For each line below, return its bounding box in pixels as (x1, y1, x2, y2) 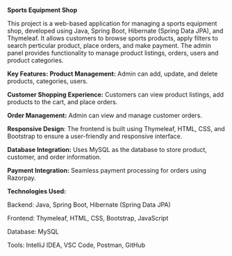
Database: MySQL (7, 228, 59, 235)
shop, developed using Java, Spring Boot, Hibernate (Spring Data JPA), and (7, 27, 224, 35)
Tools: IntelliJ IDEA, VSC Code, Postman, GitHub (7, 241, 146, 249)
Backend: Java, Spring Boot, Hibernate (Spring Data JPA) (7, 200, 172, 209)
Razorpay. (7, 173, 36, 182)
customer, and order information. (7, 153, 102, 161)
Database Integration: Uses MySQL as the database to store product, (7, 146, 207, 153)
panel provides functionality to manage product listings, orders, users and (7, 49, 219, 57)
